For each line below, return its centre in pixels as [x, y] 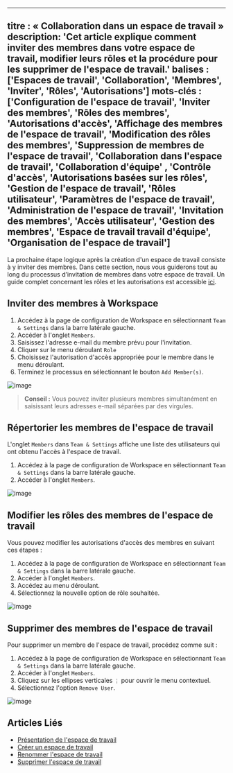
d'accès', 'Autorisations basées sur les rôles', [107, 178]
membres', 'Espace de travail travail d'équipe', [109, 232]
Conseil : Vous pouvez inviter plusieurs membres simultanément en [121, 399]
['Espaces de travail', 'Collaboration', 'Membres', [114, 80]
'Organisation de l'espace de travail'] [89, 243]
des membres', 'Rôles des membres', [88, 113]
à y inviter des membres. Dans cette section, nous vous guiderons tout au [112, 267]
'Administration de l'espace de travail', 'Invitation [115, 210]
